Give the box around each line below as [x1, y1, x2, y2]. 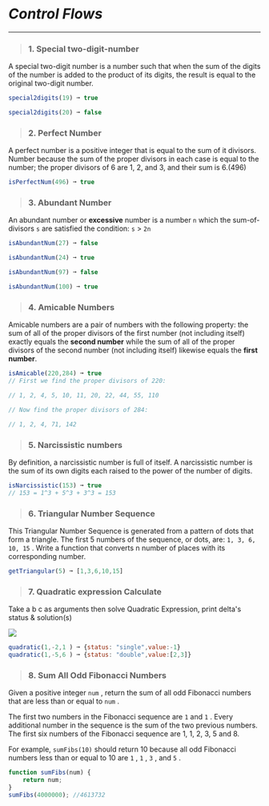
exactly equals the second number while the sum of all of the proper [8, 337, 235, 347]
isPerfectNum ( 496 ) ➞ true [8, 178, 94, 187]
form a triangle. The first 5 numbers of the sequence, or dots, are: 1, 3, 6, [8, 534, 256, 544]
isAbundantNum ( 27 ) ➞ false [8, 240, 98, 248]
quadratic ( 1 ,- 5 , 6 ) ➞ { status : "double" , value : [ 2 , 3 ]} [8, 651, 192, 659]
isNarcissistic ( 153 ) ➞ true [8, 482, 102, 490]
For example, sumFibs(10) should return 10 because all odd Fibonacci [8, 744, 236, 754]
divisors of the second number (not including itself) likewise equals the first [8, 345, 259, 355]
